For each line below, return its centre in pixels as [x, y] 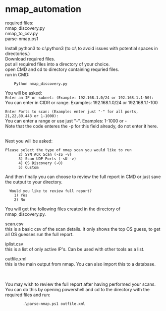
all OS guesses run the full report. [39, 234]
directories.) [18, 54]
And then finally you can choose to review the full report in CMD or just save [83, 177]
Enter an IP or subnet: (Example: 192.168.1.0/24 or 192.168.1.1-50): [80, 98]
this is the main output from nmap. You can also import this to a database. [81, 264]
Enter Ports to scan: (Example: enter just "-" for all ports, [72, 112]
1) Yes [21, 195]
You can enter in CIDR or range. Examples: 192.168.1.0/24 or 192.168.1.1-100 [82, 102]
